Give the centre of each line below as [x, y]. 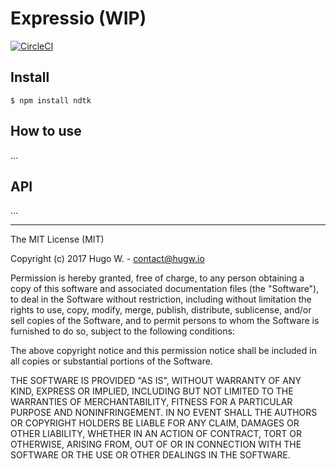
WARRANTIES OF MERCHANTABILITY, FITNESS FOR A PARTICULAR [151, 402]
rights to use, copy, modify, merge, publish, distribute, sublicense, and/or [161, 310]
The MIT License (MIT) [57, 239]
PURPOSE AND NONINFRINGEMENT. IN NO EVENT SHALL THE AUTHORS [164, 413]
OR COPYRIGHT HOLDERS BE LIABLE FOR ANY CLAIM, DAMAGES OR [155, 423]
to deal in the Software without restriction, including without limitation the [161, 299]
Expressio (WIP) [78, 18]
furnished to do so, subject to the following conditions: [122, 331]
